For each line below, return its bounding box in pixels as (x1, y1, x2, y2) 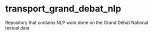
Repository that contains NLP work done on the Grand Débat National (5, 19, 148, 25)
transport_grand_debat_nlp (5, 3, 121, 14)
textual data (5, 24, 30, 30)
